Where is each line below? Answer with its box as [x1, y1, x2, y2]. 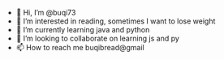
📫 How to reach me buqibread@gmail [15, 43, 144, 52]
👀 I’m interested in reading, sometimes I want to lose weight [15, 16, 216, 26]
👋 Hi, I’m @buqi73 [15, 8, 76, 17]
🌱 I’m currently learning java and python [15, 25, 150, 34]
